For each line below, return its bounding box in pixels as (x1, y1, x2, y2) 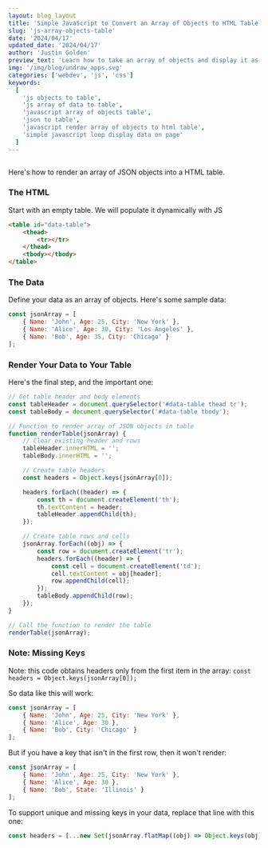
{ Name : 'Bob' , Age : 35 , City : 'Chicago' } (22, 333, 170, 341)
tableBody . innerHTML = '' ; (22, 452, 112, 460)
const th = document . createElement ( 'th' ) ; (37, 495, 180, 504)
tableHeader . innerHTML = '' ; (22, 445, 120, 453)
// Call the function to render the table (8, 621, 152, 629)
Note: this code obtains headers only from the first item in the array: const (8, 666, 251, 675)
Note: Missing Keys (8, 647, 85, 658)
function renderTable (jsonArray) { (8, 430, 127, 438)
